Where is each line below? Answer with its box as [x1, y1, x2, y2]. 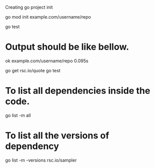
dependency [5, 140, 59, 152]
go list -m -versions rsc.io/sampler [5, 157, 77, 163]
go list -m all [5, 112, 31, 118]
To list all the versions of [5, 130, 110, 141]
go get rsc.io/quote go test [5, 67, 60, 73]
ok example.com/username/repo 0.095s [5, 58, 89, 64]
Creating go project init [5, 5, 53, 10]
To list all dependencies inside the [5, 85, 150, 97]
